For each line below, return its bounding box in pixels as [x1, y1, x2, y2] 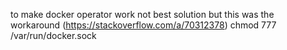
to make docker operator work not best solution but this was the [10, 9, 275, 20]
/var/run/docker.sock [10, 30, 97, 41]
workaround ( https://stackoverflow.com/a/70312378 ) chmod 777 [10, 19, 277, 31]
